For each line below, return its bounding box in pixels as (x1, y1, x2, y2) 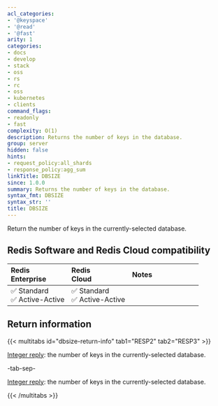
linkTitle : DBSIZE (7, 173, 61, 180)
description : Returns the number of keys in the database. (7, 133, 183, 140)
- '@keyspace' (7, 17, 49, 24)
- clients (7, 101, 36, 108)
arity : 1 (7, 36, 33, 43)
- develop (7, 56, 36, 63)
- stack (7, 62, 30, 69)
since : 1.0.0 (7, 179, 45, 186)
